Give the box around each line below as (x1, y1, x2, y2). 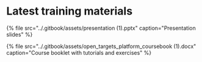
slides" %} (6, 30, 33, 38)
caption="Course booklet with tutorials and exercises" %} (6, 49, 152, 56)
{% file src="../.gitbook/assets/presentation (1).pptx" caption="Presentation (6, 24, 197, 32)
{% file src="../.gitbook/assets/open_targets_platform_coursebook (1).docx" (6, 43, 197, 50)
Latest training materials (6, 4, 133, 18)
